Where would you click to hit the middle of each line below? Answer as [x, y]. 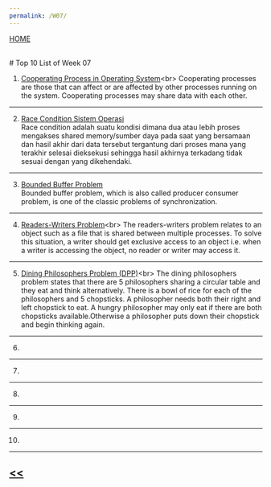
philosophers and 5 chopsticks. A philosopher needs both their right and [141, 299]
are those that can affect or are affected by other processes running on [139, 87]
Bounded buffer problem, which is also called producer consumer [129, 193]
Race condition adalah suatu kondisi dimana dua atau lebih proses [130, 127]
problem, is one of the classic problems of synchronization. [119, 201]
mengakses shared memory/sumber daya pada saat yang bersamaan [135, 135]
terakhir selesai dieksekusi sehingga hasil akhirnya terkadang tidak [131, 153]
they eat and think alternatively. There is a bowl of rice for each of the [136, 290]
